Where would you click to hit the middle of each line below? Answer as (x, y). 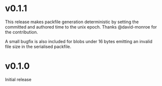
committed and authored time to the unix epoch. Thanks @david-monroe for (81, 27)
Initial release (18, 79)
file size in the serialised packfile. (38, 46)
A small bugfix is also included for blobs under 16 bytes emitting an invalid (79, 41)
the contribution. (22, 32)
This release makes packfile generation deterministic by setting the (72, 22)
